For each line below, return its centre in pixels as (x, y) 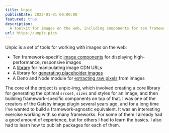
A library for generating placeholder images (58, 73)
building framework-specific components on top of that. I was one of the (80, 98)
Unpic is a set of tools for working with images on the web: (66, 47)
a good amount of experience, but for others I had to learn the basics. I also (83, 120)
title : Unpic (19, 10)
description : (19, 24)
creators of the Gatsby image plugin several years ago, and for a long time (82, 104)
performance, (27, 62)
